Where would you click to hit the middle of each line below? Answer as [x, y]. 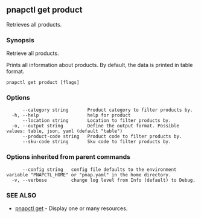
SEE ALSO [21, 195]
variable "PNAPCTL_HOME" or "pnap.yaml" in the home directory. [89, 175]
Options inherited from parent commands [69, 157]
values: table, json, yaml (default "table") [64, 131]
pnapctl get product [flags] [43, 83]
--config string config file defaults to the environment [99, 169]
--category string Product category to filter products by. [107, 110]
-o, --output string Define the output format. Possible [96, 126]
